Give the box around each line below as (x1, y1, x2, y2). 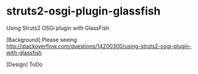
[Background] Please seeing (6, 36, 77, 43)
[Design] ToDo (6, 61, 43, 68)
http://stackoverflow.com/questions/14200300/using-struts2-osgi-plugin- (6, 42, 192, 50)
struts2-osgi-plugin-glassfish (6, 4, 161, 18)
